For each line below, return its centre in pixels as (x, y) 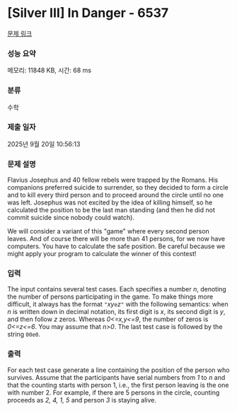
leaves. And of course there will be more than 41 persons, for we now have (116, 239)
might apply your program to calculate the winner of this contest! (102, 254)
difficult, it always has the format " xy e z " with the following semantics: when (118, 304)
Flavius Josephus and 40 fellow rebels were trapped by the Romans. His (113, 180)
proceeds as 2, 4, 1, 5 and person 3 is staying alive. (82, 400)
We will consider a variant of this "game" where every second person (109, 231)
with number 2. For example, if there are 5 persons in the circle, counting (114, 392)
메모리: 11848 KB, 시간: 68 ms (50, 70)
